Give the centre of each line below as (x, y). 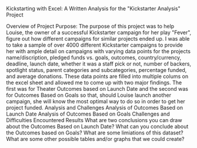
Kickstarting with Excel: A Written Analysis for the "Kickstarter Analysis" (93, 9)
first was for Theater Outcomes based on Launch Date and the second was (97, 89)
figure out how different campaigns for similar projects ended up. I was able (98, 39)
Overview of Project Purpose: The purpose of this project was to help (90, 26)
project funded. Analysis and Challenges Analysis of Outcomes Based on (95, 108)
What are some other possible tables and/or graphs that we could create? (95, 139)
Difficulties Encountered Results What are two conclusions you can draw (94, 120)
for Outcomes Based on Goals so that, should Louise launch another (89, 95)
